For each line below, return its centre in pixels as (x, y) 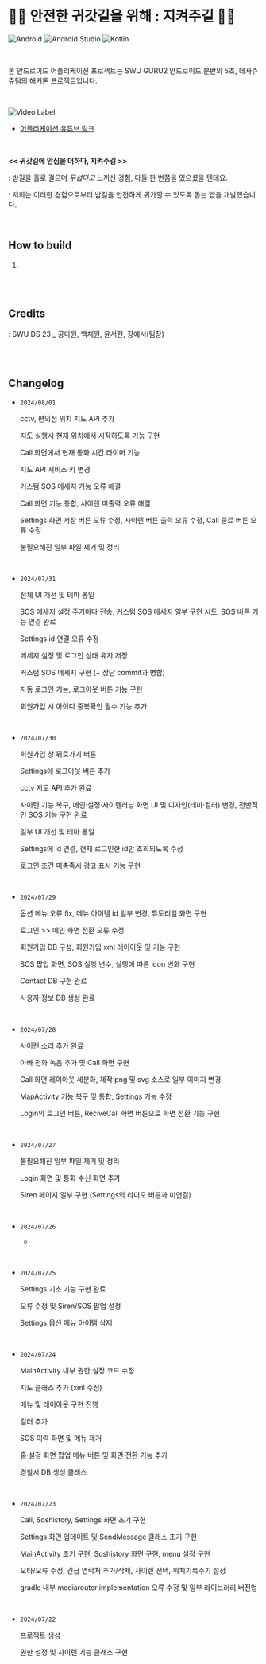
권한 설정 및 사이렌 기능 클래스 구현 (74, 1652)
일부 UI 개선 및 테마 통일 (57, 832)
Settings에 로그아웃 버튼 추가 (65, 771)
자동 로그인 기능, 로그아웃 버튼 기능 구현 (81, 689)
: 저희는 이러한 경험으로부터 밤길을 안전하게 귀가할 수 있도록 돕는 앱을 (115, 194)
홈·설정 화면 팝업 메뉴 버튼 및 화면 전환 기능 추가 (94, 1455)
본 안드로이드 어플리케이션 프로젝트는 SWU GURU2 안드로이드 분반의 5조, (123, 70)
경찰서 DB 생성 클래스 (53, 1472)
